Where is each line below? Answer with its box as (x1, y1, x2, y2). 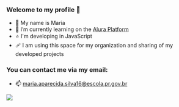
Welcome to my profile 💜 (6, 5, 81, 14)
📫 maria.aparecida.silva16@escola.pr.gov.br (15, 80, 128, 87)
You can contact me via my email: (6, 66, 108, 74)
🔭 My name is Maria (15, 19, 65, 27)
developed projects (15, 50, 64, 58)
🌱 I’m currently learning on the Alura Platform (15, 26, 130, 33)
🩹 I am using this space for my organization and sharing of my (15, 42, 174, 49)
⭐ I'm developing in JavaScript (15, 33, 93, 40)
